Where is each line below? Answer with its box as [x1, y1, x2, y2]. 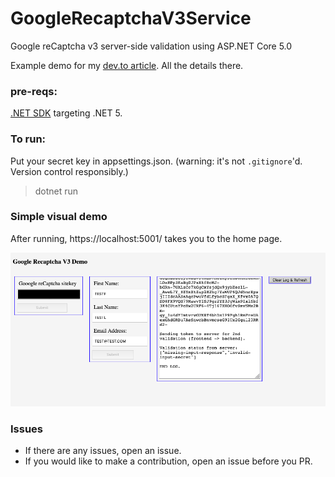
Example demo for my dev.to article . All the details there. [10, 59, 244, 71]
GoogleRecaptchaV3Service [10, 7, 252, 30]
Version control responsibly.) [10, 165, 129, 177]
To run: [10, 132, 47, 146]
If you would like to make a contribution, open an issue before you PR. [24, 455, 313, 467]
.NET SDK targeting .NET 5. [10, 107, 123, 119]
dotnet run [34, 185, 79, 197]
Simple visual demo [10, 210, 108, 224]
